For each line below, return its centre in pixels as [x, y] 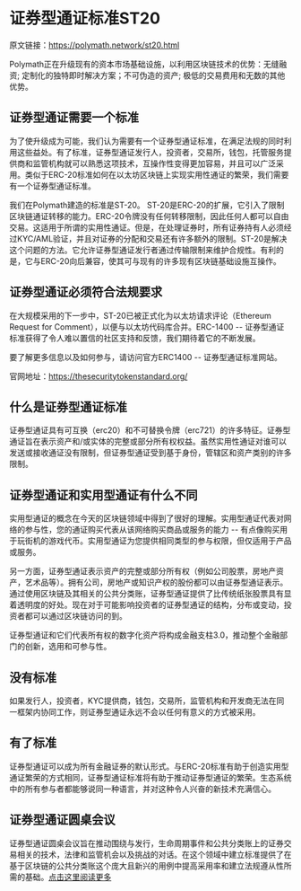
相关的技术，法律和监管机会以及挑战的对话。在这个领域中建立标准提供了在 [154, 854]
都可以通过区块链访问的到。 [76, 616]
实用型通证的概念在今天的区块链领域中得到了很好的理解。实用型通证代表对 [146, 518]
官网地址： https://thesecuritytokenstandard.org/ [99, 376]
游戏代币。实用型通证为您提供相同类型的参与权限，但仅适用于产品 [170, 541]
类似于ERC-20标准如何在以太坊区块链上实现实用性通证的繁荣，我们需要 [157, 174]
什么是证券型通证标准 [68, 406]
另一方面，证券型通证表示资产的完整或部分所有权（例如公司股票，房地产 [142, 571]
